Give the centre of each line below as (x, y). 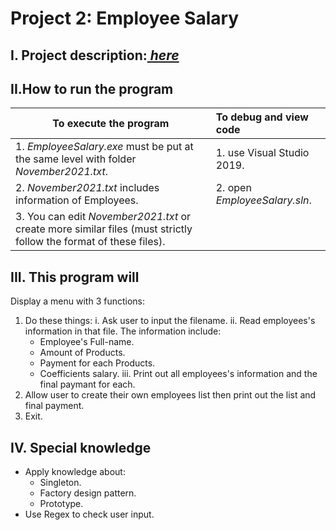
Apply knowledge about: (75, 472)
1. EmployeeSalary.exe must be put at (104, 147)
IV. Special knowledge (81, 447)
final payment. (54, 406)
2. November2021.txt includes (87, 188)
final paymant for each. (87, 384)
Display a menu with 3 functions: (78, 301)
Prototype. (61, 504)
